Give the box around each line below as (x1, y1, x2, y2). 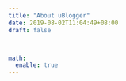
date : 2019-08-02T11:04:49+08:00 (8, 19, 119, 27)
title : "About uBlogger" (8, 11, 90, 20)
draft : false (8, 26, 52, 34)
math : (8, 54, 26, 62)
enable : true (15, 61, 59, 69)
